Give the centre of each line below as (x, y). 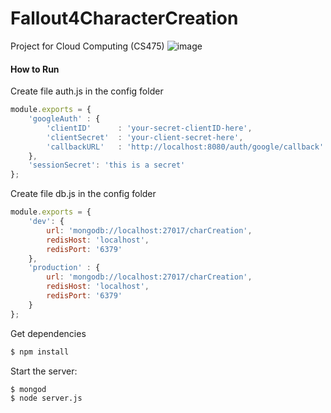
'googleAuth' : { (64, 119)
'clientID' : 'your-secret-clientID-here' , (149, 128)
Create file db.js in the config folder (83, 194)
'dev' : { (46, 222)
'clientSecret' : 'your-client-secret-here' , (145, 137)
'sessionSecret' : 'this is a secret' (107, 165)
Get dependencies (48, 333)
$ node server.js (46, 398)
